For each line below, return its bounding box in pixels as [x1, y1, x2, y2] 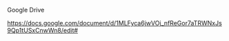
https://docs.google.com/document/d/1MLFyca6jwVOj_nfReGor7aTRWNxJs [7, 19, 222, 27]
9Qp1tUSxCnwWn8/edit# [7, 27, 78, 34]
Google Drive [7, 6, 45, 14]
